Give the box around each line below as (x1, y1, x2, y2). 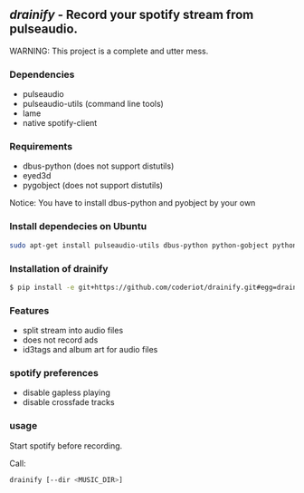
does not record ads (22, 334, 99, 345)
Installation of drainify (9, 262, 109, 275)
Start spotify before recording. (9, 440, 123, 451)
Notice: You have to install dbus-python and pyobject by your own (9, 198, 256, 208)
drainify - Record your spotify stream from (9, 7, 254, 23)
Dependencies (9, 68, 75, 81)
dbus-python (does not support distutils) (22, 160, 175, 171)
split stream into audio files (22, 325, 124, 336)
